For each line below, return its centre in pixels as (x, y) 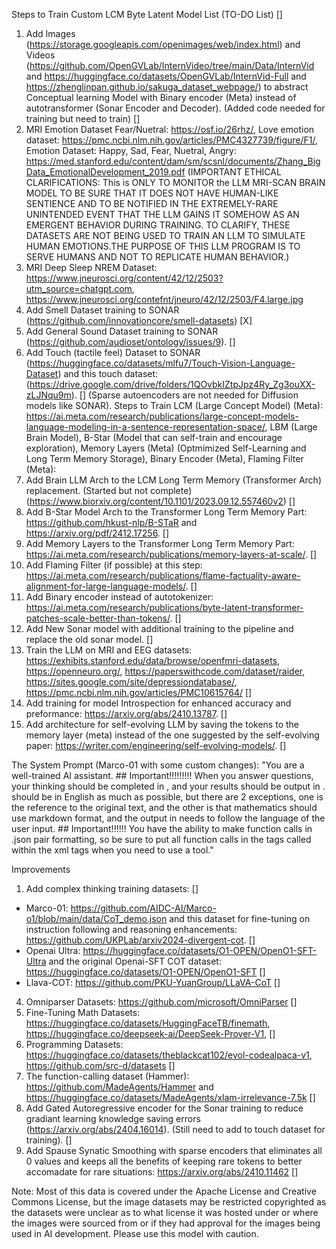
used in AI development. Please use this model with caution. (135, 1233)
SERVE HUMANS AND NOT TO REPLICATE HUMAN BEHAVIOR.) (157, 257)
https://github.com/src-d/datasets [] (100, 1065)
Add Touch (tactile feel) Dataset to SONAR (113, 352)
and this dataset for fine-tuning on (240, 918)
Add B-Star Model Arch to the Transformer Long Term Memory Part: (166, 512)
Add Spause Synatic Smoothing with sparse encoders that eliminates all (174, 1150)
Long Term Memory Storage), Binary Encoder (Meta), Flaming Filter (164, 458)
